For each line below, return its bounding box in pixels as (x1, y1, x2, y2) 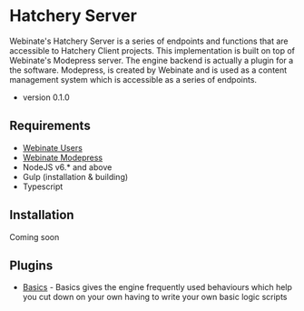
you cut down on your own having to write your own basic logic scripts (22, 292, 288, 303)
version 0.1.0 (22, 92, 70, 103)
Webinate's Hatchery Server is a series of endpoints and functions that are (9, 35, 289, 46)
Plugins (9, 257, 54, 273)
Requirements (9, 118, 91, 134)
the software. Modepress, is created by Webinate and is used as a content (9, 65, 288, 75)
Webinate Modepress (22, 152, 103, 163)
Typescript (22, 181, 64, 192)
